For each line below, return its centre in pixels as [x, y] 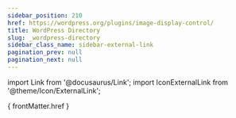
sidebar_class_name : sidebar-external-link [81, 45]
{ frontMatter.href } [39, 106]
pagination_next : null [45, 60]
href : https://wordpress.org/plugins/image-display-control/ [111, 23]
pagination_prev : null [45, 52]
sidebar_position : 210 [45, 15]
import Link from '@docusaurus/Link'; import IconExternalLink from [118, 82]
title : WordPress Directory [54, 30]
